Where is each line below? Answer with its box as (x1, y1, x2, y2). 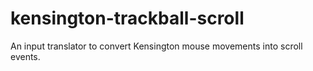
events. (10, 50, 41, 62)
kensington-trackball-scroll (10, 7, 245, 30)
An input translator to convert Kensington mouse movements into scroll (10, 40, 303, 52)
